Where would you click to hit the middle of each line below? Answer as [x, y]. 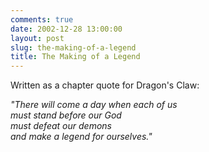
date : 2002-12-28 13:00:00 [66, 29]
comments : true [42, 19]
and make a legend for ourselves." [81, 137]
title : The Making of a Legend [75, 57]
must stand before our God [66, 115]
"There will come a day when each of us [94, 105]
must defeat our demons [61, 126]
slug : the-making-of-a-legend [73, 47]
